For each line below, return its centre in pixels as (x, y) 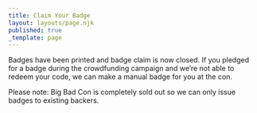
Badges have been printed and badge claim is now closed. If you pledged (128, 60)
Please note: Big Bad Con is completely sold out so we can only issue (122, 92)
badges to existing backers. (54, 100)
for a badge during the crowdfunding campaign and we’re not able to (121, 69)
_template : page (35, 38)
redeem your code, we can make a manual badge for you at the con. (121, 77)
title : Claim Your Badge (49, 15)
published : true (35, 30)
